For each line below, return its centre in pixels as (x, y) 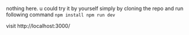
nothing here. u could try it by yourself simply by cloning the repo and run (95, 8)
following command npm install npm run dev (61, 15)
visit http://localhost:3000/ (38, 26)
